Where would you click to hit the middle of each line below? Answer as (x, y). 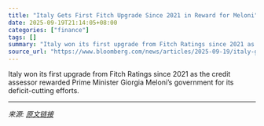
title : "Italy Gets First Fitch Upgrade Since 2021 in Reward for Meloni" (133, 15)
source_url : (27, 52)
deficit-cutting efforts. (44, 90)
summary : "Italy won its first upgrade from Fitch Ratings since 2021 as (132, 45)
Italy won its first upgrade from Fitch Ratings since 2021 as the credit (119, 74)
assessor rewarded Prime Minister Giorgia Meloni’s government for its (121, 82)
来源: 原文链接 (31, 114)
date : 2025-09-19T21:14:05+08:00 (63, 23)
